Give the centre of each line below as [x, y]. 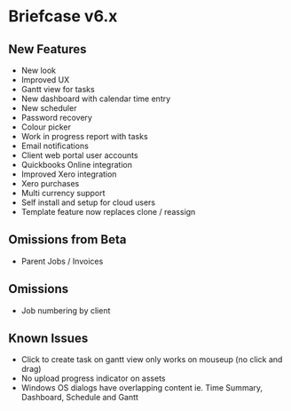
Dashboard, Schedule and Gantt [80, 398]
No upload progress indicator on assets [93, 378]
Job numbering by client [66, 310]
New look [39, 70]
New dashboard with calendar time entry [96, 99]
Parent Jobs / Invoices [62, 261]
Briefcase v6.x [63, 16]
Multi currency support [63, 193]
